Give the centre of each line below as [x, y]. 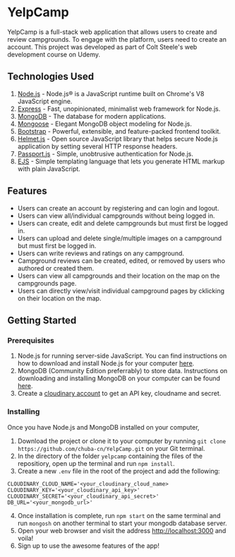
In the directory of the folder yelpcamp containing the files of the [110, 456]
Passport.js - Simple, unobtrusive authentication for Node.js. [106, 153]
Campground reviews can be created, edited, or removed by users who [121, 260]
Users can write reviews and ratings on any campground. [101, 253]
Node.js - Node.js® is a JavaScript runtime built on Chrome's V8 [111, 93]
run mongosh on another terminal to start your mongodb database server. [122, 523]
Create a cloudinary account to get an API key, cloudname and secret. [119, 394]
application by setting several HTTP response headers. [97, 146]
